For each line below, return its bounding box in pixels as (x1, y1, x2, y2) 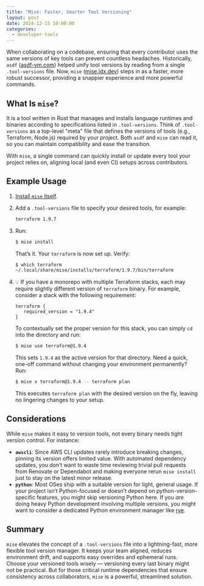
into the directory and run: (15, 331, 81, 339)
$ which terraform (15, 261, 62, 268)
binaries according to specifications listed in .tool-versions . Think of (6, 121, 181, 128)
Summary (6, 524, 44, 535)
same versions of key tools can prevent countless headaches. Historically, (6, 55, 192, 62)
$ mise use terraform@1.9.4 (15, 343, 86, 349)
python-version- (156, 487, 198, 494)
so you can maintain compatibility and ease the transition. (6, 140, 151, 147)
